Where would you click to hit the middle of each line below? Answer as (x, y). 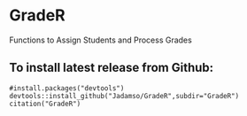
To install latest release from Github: (112, 68)
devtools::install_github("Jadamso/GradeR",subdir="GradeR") (124, 96)
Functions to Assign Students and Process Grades (100, 40)
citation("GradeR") (45, 104)
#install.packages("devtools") (67, 88)
